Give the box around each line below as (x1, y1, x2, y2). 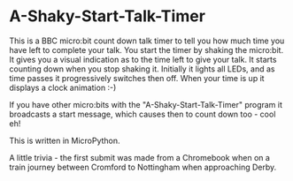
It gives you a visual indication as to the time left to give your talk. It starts (9, 54, 277, 64)
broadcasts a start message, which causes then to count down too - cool (9, 109, 276, 119)
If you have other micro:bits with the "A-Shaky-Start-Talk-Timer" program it (9, 99, 283, 109)
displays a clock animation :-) (9, 82, 117, 93)
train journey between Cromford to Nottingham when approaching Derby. (9, 162, 277, 172)
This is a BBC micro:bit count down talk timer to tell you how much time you (9, 35, 285, 46)
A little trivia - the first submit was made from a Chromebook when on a (9, 152, 270, 162)
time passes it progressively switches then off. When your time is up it (9, 72, 265, 83)
